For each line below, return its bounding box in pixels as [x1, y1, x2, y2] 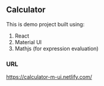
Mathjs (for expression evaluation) [14, 45, 99, 52]
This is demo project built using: [6, 20, 85, 27]
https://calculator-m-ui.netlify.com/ [6, 73, 92, 81]
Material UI [14, 38, 42, 45]
